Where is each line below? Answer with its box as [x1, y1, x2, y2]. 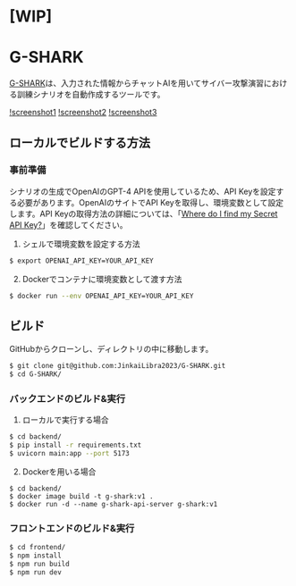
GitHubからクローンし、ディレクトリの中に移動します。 [9, 344, 214, 355]
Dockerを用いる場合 [21, 466, 97, 477]
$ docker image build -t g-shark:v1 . [9, 492, 154, 501]
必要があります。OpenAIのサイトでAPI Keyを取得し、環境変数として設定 [16, 197, 284, 207]
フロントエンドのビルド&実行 [9, 522, 135, 534]
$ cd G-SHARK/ [9, 370, 63, 379]
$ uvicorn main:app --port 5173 [9, 449, 130, 458]
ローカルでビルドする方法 [9, 135, 150, 150]
